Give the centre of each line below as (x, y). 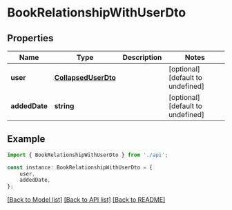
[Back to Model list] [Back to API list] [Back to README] (86, 200)
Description (142, 57)
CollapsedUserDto (85, 77)
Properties (30, 38)
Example (26, 139)
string (64, 106)
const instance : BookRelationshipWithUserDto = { (80, 167)
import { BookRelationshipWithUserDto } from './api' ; (88, 155)
